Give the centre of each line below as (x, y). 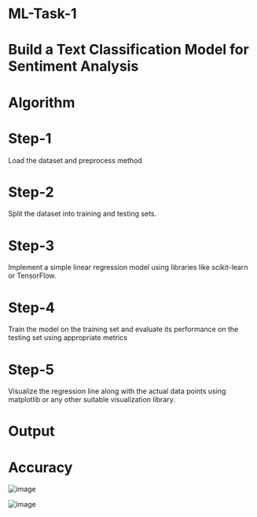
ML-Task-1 (42, 14)
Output (31, 432)
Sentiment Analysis (73, 66)
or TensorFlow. (32, 275)
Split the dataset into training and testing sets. (83, 214)
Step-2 (31, 192)
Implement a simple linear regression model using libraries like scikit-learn (128, 268)
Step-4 (31, 307)
